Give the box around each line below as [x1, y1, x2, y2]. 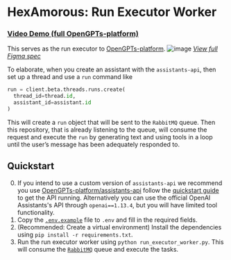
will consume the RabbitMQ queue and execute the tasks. [17, 245, 179, 253]
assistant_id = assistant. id [13, 99, 92, 106]
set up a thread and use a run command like [7, 73, 133, 81]
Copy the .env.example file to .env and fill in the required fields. [17, 216, 198, 224]
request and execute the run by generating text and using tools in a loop [7, 132, 213, 141]
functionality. [17, 208, 55, 216]
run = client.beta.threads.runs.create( [7, 86, 126, 94]
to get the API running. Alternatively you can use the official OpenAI [17, 193, 211, 202]
